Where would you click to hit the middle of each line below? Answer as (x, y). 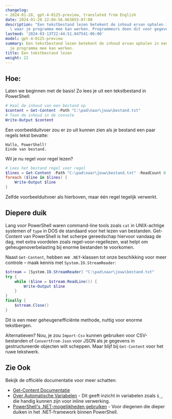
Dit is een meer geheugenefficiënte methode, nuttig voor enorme (74, 320)
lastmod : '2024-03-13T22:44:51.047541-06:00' (55, 34)
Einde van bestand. (26, 149)
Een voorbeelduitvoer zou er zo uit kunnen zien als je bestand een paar (81, 130)
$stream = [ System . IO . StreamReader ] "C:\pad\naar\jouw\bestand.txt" (80, 272)
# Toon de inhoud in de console (40, 115)
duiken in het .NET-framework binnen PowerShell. (65, 412)
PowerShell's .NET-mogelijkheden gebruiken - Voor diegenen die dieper (89, 406)
